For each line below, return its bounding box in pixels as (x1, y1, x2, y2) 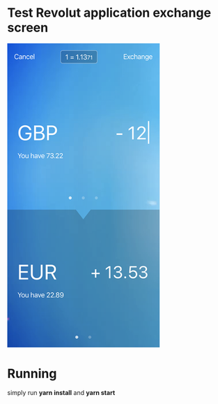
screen (7, 20, 49, 36)
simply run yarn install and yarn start (7, 389, 116, 397)
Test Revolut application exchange (7, 5, 211, 21)
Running (7, 366, 57, 382)
